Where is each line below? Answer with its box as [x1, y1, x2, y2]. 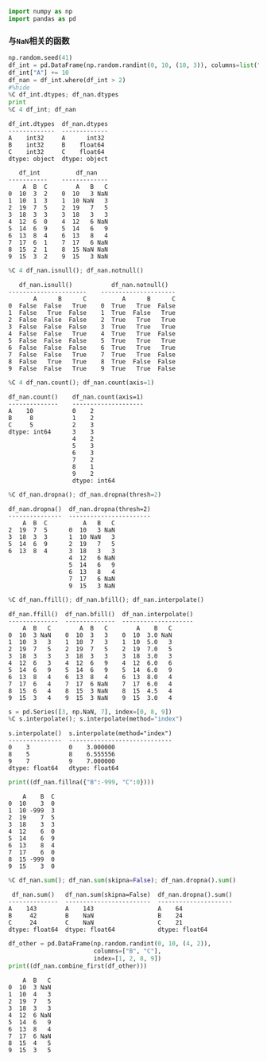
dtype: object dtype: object [8, 155, 109, 163]
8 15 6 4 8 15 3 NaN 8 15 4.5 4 [8, 686, 172, 695]
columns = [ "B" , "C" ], [93, 947, 161, 955]
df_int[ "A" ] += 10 [8, 69, 69, 77]
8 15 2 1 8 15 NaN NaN [8, 246, 109, 254]
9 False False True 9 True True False [8, 364, 176, 372]
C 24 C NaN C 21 [8, 919, 183, 927]
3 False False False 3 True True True [8, 323, 176, 331]
